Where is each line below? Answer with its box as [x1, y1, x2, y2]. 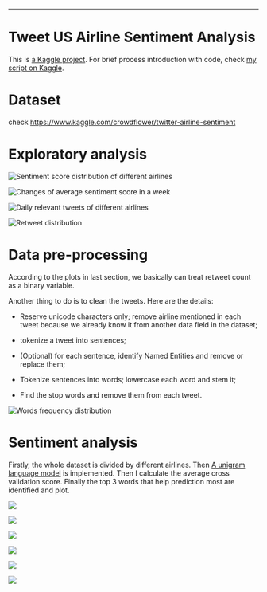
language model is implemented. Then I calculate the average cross [8, 468, 230, 478]
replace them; [19, 359, 66, 369]
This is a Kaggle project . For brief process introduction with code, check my [8, 54, 257, 64]
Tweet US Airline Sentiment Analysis [8, 29, 256, 46]
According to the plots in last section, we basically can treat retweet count [8, 272, 251, 281]
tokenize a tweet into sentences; [19, 335, 126, 345]
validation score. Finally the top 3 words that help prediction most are [8, 476, 235, 486]
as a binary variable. [8, 280, 75, 290]
